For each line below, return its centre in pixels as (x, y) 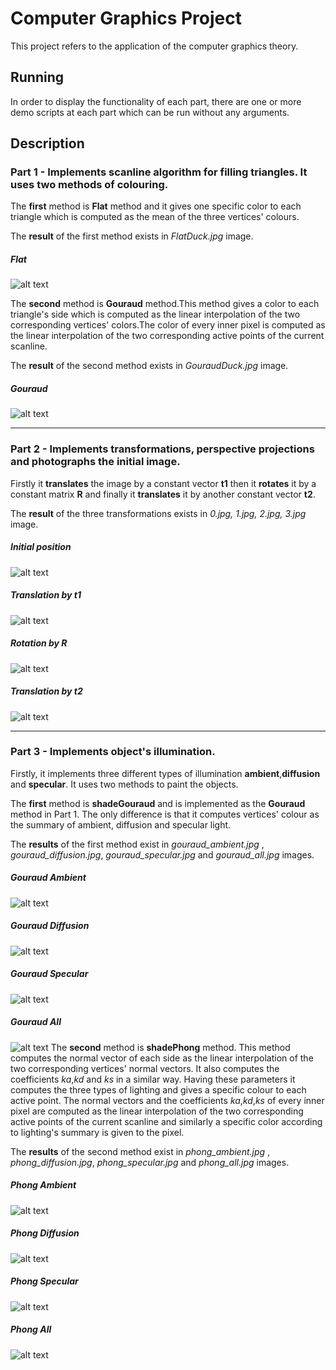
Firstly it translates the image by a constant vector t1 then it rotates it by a (163, 483)
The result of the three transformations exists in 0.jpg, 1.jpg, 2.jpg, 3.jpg (158, 513)
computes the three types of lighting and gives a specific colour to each (158, 1089)
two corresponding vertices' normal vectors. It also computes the (145, 1068)
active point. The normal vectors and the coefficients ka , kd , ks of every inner (167, 1100)
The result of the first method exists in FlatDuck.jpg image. (132, 236)
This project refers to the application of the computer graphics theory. (154, 46)
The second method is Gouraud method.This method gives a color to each (165, 304)
